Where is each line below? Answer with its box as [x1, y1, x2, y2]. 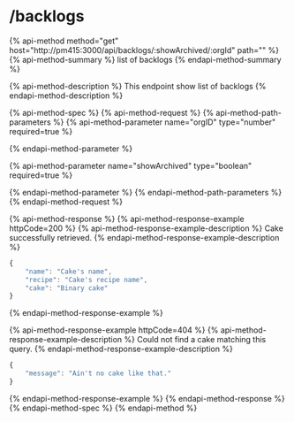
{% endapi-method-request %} [9, 196, 124, 207]
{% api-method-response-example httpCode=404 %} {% [9, 325, 219, 335]
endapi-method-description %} [9, 90, 124, 101]
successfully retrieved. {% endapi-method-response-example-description [9, 232, 280, 242]
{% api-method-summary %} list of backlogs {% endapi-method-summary [9, 54, 282, 65]
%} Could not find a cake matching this [124, 334, 267, 345]
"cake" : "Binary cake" [25, 283, 109, 293]
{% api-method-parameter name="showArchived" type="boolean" [9, 160, 253, 171]
